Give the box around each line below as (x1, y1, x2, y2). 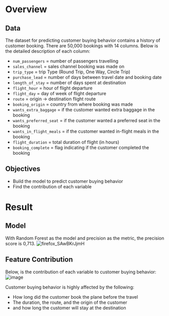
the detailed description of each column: (5, 48, 91, 54)
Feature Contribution (5, 255, 73, 264)
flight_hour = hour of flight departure (12, 85, 93, 91)
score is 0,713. (5, 240, 36, 246)
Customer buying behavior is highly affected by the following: (5, 284, 134, 290)
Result (5, 202, 33, 213)
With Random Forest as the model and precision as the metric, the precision (5, 235, 164, 241)
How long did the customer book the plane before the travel (12, 294, 138, 300)
